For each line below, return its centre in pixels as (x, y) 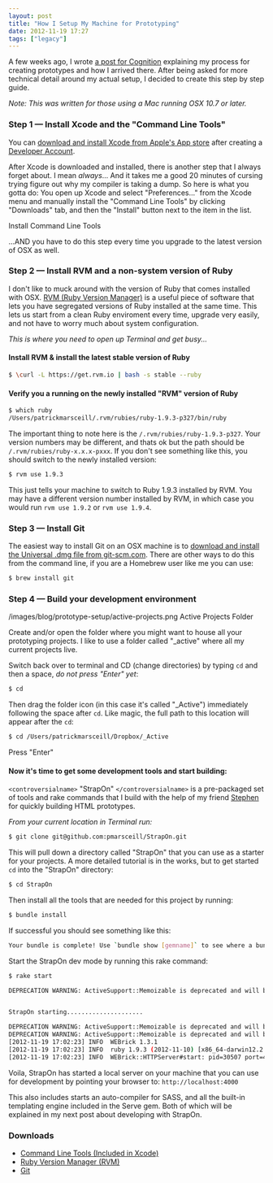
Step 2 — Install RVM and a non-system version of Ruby (121, 271)
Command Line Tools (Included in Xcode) (89, 1153)
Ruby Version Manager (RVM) (70, 1161)
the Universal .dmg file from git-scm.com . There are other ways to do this (131, 555)
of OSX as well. (34, 250)
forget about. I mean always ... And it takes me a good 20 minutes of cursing (136, 175)
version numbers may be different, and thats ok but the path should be (127, 442)
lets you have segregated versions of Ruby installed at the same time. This (133, 306)
